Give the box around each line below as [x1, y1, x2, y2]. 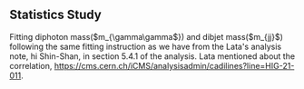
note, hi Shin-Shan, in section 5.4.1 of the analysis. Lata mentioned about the [9, 50, 296, 62]
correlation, [9, 60, 53, 71]
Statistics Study [9, 7, 102, 23]
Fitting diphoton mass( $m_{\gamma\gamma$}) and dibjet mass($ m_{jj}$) [9, 31, 284, 42]
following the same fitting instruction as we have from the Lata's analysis [9, 41, 282, 52]
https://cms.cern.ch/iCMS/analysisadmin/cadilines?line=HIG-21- [54, 60, 295, 71]
